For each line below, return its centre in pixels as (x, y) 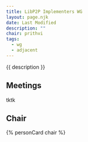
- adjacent (25, 50)
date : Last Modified (31, 22)
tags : (13, 39)
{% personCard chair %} (36, 133)
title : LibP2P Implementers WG (44, 12)
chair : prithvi (25, 34)
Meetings (24, 85)
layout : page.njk (27, 17)
